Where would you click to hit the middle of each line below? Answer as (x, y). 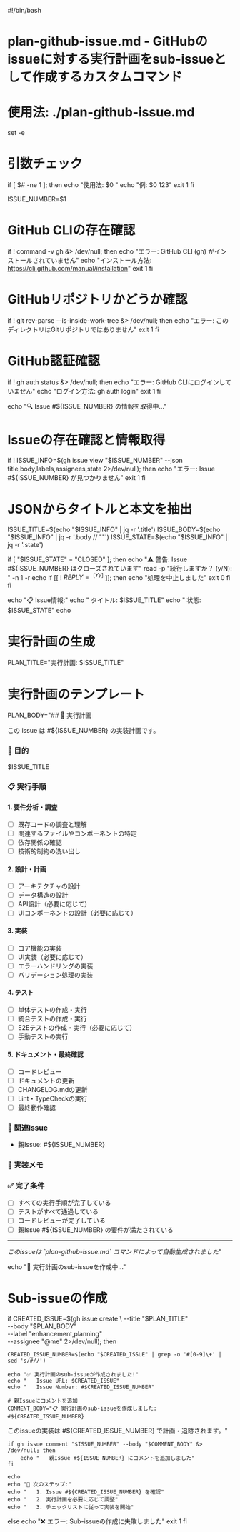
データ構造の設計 (43, 895)
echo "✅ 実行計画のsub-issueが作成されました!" (73, 1374)
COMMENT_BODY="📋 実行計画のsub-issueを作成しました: (82, 1408)
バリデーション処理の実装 (55, 975)
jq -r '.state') (26, 544)
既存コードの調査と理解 (52, 824)
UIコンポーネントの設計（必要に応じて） (77, 913)
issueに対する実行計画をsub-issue (111, 59)
